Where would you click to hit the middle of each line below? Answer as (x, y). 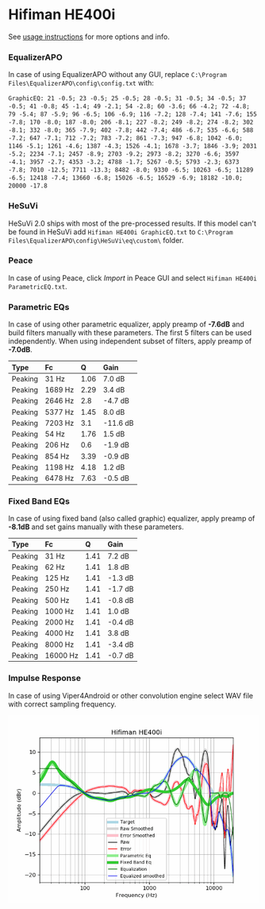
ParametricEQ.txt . (38, 286)
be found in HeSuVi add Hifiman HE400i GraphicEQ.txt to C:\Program (121, 231)
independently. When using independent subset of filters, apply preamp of (130, 341)
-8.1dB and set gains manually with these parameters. (96, 527)
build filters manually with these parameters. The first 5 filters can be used (130, 333)
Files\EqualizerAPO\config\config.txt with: (81, 83)
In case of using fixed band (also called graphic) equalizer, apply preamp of (132, 518)
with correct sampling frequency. (62, 704)
